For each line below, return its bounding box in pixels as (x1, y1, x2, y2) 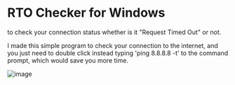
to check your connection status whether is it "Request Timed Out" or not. (7, 28, 222, 36)
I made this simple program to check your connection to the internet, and (7, 41, 219, 49)
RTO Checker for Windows (7, 5, 166, 21)
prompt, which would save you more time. (7, 56, 128, 64)
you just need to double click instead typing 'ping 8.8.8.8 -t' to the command (7, 49, 229, 57)
